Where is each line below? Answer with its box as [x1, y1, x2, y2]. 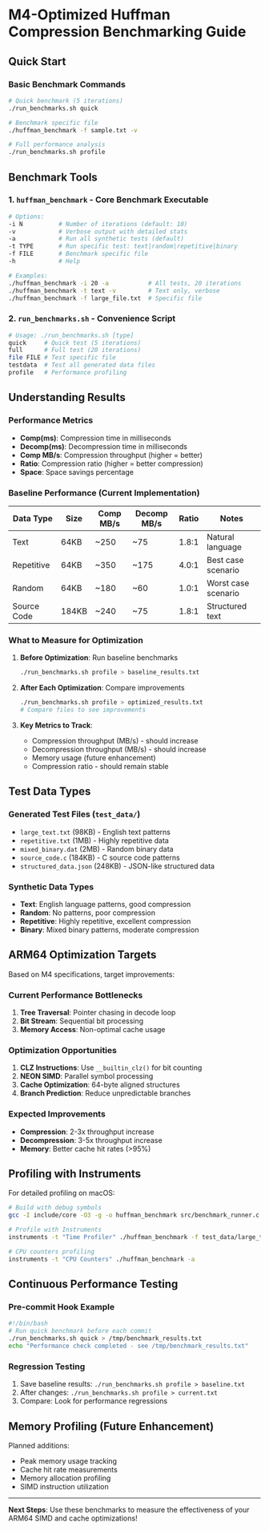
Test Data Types [8, 784, 91, 799]
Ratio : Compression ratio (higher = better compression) [19, 459, 204, 468]
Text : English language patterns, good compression [19, 899, 191, 909]
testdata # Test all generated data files [8, 361, 156, 370]
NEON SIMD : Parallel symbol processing [19, 1071, 154, 1081]
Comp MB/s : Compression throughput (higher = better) [19, 450, 203, 460]
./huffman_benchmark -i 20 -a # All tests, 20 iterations [8, 279, 242, 287]
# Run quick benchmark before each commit [8, 1327, 152, 1335]
